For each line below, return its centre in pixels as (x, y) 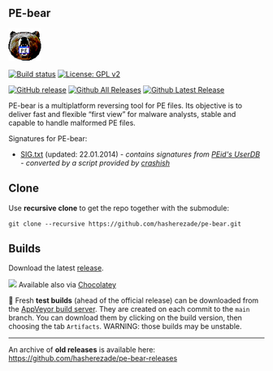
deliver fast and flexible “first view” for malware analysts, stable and (122, 114)
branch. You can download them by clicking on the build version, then (125, 318)
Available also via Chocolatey (67, 285)
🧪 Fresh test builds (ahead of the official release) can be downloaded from (134, 300)
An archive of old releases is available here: (82, 350)
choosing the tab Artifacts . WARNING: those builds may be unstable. (125, 326)
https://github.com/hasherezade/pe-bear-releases (93, 358)
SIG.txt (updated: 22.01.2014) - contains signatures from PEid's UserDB (140, 154)
